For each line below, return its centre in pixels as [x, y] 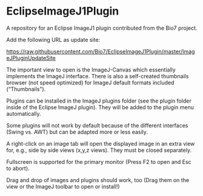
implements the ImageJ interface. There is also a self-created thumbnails [98, 76]
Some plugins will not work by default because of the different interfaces [97, 125]
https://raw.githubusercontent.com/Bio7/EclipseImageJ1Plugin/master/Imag [101, 51]
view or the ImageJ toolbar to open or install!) [63, 186]
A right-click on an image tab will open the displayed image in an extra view [101, 143]
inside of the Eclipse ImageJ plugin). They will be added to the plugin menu [100, 107]
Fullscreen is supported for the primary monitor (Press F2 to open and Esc [99, 161]
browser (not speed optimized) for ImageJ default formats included [90, 83]
